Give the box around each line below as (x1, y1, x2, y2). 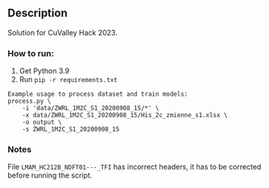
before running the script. (7, 170, 93, 180)
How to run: (7, 47, 55, 59)
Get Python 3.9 (19, 66, 70, 76)
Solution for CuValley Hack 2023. (7, 27, 118, 37)
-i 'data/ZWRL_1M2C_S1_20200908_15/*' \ (22, 104, 159, 112)
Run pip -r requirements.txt (19, 75, 118, 84)
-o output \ (22, 118, 62, 127)
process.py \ (7, 97, 52, 105)
